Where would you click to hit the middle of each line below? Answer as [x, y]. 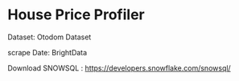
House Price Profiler [76, 15]
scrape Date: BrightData [47, 52]
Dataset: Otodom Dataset [49, 37]
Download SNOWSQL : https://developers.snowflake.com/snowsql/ [119, 68]
